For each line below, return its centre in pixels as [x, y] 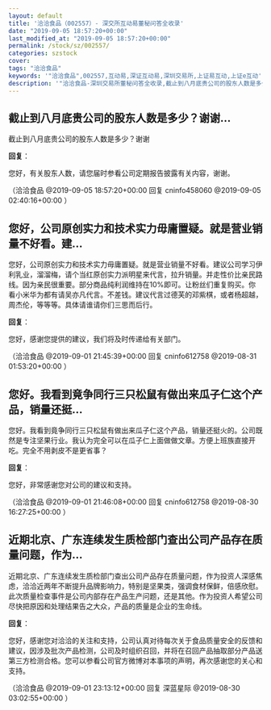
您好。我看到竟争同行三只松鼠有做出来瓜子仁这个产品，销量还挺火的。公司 [132, 430]
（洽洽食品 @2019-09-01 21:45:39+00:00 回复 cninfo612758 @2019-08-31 [133, 357]
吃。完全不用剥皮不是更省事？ [58, 450]
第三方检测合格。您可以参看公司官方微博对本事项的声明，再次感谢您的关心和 [135, 660]
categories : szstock [43, 53]
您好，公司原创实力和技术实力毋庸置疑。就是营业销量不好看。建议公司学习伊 [135, 265]
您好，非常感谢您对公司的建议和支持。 [72, 484]
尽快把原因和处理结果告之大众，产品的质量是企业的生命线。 [107, 606]
